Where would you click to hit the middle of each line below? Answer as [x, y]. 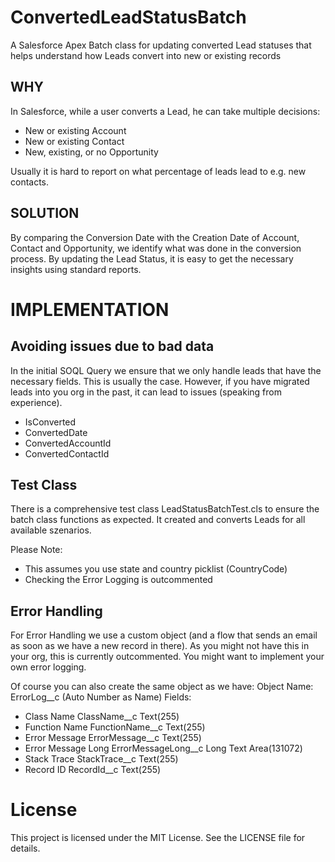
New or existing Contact [74, 141]
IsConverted [50, 422]
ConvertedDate [56, 432]
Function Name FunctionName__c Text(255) [115, 727]
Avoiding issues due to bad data [112, 346]
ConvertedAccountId [68, 443]
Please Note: [36, 550]
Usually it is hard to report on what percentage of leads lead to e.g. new [158, 171]
